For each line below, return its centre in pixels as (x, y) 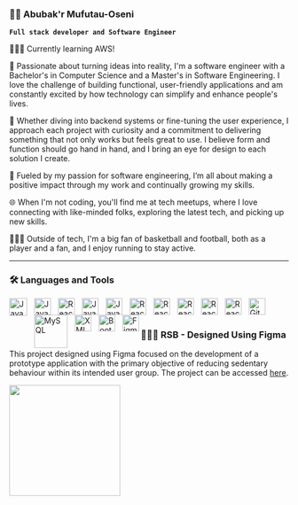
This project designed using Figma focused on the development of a (134, 354)
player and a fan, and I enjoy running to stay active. (103, 248)
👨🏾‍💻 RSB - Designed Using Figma (213, 334)
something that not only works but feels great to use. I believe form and (140, 140)
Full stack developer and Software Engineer (93, 33)
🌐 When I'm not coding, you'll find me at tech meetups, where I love (133, 202)
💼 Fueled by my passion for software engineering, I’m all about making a (141, 175)
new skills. (28, 221)
